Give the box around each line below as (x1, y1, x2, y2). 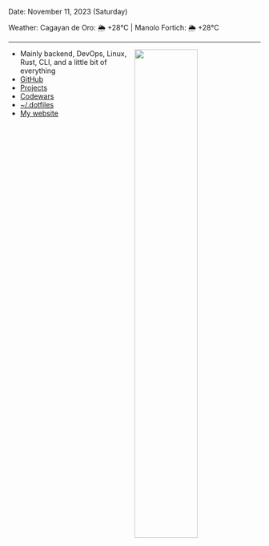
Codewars (19, 91, 54, 101)
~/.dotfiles (19, 100, 54, 109)
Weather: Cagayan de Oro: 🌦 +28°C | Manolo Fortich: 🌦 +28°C (8, 23, 220, 32)
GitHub (19, 75, 44, 83)
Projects (19, 83, 48, 92)
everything (19, 66, 56, 75)
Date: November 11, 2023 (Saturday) (8, 7, 128, 16)
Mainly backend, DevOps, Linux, (19, 49, 127, 59)
